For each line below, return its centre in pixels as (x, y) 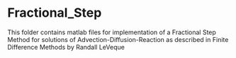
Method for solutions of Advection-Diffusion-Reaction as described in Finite (118, 39)
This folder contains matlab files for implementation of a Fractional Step (112, 32)
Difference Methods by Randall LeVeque (66, 47)
